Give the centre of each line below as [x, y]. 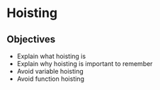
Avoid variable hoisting [50, 71]
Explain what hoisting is [51, 56]
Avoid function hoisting [50, 79]
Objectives [31, 39]
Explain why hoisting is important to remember [85, 64]
